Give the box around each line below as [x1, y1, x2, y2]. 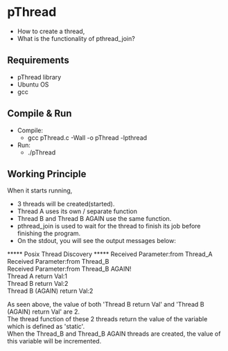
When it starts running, [7, 186, 73, 195]
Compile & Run [7, 108, 72, 120]
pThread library [17, 73, 62, 81]
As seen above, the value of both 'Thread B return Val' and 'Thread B [7, 300, 204, 309]
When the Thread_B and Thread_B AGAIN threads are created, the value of [7, 330, 221, 338]
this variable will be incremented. [7, 337, 102, 345]
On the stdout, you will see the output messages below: [17, 237, 177, 245]
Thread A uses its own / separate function [17, 207, 137, 215]
